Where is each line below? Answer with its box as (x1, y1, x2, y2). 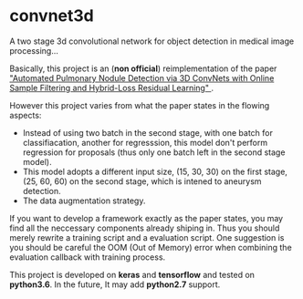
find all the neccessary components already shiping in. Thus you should (9, 222, 280, 233)
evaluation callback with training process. (9, 252, 166, 263)
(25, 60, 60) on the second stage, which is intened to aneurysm (22, 175, 262, 187)
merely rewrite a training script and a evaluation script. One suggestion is (9, 232, 285, 242)
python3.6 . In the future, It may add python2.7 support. (9, 279, 221, 290)
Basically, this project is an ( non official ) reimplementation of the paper (9, 63, 277, 74)
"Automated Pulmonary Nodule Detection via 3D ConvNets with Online (9, 72, 275, 83)
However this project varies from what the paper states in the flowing (9, 99, 270, 110)
